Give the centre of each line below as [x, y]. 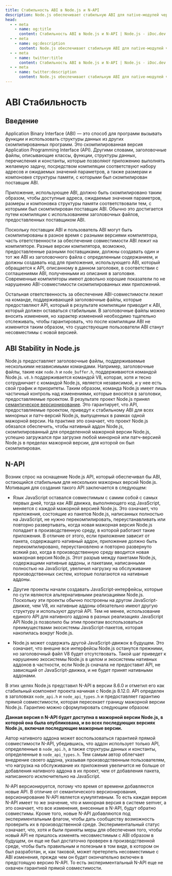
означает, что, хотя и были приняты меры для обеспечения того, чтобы [84, 830]
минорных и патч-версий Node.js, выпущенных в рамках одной [75, 415]
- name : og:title [33, 29]
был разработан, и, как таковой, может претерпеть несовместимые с [82, 851]
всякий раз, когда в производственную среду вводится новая [81, 552]
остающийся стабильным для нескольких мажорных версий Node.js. [81, 482]
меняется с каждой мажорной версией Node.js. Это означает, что [85, 508]
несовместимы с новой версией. [42, 332]
